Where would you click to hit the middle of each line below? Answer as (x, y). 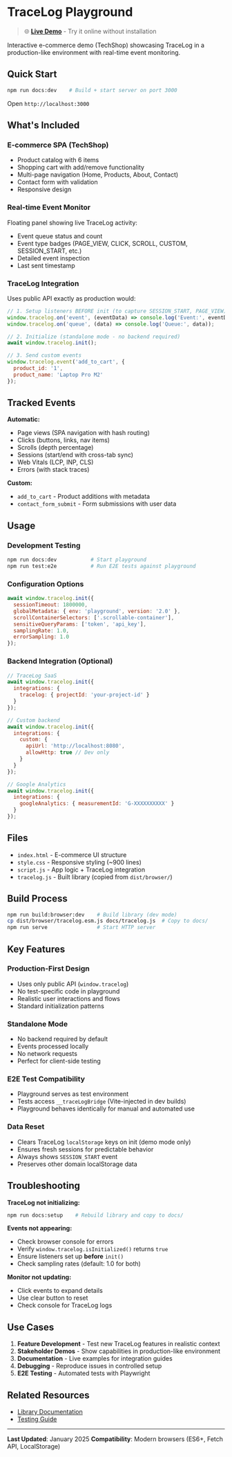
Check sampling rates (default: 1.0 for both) (79, 1264)
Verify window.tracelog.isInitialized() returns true (93, 1249)
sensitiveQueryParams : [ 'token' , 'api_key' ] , (80, 624)
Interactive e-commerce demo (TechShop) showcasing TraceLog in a (106, 45)
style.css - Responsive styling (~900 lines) (79, 862)
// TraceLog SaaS (32, 675)
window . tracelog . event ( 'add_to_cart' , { (66, 362)
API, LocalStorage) (34, 1447)
